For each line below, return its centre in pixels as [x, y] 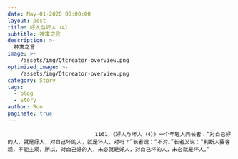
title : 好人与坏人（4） [39, 27]
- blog [24, 93]
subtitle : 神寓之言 [34, 34]
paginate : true [30, 113]
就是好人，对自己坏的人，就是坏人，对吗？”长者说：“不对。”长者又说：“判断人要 [124, 142]
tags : [15, 87]
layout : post [27, 21]
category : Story [31, 80]
